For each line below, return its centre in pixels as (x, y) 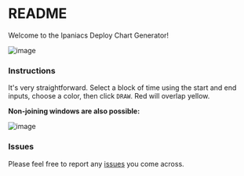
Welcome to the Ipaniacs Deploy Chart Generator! (89, 35)
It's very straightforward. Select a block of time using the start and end (122, 88)
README (38, 14)
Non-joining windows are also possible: (74, 111)
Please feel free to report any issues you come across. (96, 163)
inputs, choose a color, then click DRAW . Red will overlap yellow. (109, 96)
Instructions (32, 70)
